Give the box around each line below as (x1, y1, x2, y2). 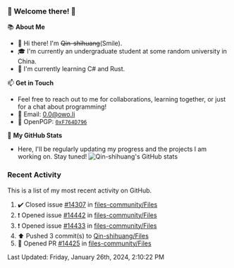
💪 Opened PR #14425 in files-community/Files (17, 239, 152, 248)
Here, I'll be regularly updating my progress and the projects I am (17, 145, 207, 154)
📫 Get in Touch (7, 79, 54, 87)
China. (17, 57, 37, 66)
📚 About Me (7, 23, 46, 31)
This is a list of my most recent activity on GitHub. (7, 186, 152, 195)
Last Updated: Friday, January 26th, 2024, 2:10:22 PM (7, 252, 164, 261)
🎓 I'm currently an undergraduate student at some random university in (17, 47, 228, 56)
